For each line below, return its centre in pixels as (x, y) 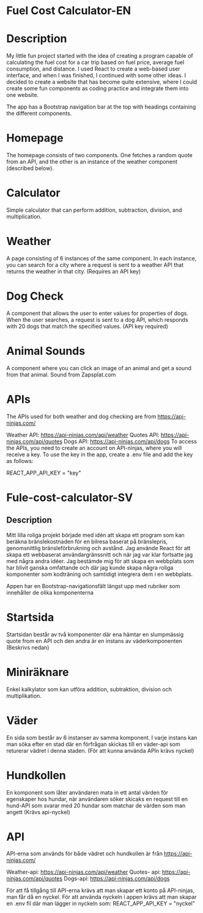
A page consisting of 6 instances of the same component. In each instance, (102, 258)
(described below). (30, 168)
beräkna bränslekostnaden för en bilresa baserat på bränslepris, (87, 542)
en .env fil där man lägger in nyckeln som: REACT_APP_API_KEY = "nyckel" (101, 904)
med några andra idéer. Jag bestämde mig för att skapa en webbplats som (100, 561)
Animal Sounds (46, 351)
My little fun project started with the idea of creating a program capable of (100, 56)
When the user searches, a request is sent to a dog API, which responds (97, 319)
